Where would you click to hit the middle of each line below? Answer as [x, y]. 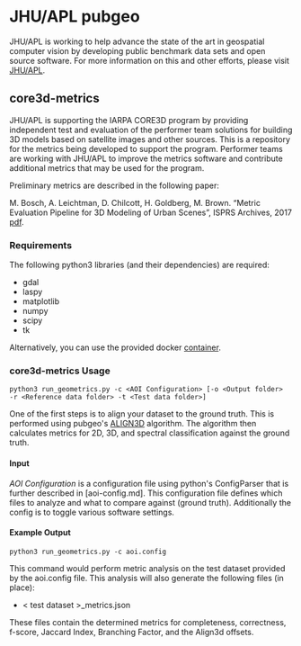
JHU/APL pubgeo [75, 17]
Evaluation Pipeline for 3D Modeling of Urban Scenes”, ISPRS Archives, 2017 [150, 212]
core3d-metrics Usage [60, 371]
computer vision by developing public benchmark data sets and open [137, 50]
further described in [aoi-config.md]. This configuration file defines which [146, 493]
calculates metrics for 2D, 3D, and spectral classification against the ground [150, 433]
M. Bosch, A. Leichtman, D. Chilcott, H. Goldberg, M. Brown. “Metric [135, 202]
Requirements [41, 245]
